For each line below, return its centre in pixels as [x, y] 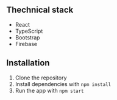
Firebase [26, 44]
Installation [28, 63]
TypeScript [29, 31]
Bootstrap [27, 37]
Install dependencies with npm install [63, 84]
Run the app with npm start [49, 90]
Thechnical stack [40, 10]
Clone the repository [41, 78]
